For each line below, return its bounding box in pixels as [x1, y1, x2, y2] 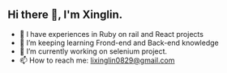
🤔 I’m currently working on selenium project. [19, 46, 168, 56]
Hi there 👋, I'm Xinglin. [7, 8, 123, 22]
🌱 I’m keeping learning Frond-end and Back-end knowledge [19, 38, 220, 47]
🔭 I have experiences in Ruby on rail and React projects [19, 29, 204, 39]
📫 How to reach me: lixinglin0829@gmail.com [19, 55, 175, 65]
